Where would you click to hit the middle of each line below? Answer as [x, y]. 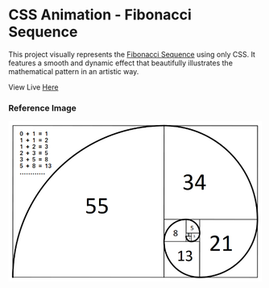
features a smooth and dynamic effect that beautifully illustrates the [121, 63]
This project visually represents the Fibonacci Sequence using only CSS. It [132, 54]
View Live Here [33, 87]
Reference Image [42, 108]
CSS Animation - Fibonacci [100, 15]
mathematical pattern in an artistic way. [74, 71]
